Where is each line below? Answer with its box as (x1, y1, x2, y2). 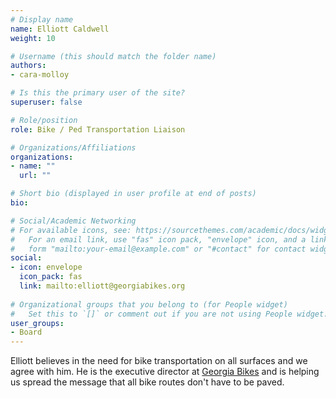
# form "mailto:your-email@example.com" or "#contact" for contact (10, 244, 307, 254)
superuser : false (10, 97, 83, 107)
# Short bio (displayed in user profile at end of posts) (10, 189, 257, 199)
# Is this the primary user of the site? (10, 88, 186, 98)
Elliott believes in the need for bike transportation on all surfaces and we (10, 355, 308, 367)
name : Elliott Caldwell (10, 24, 110, 34)
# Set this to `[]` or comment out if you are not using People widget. (10, 309, 329, 319)
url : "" (19, 171, 52, 181)
